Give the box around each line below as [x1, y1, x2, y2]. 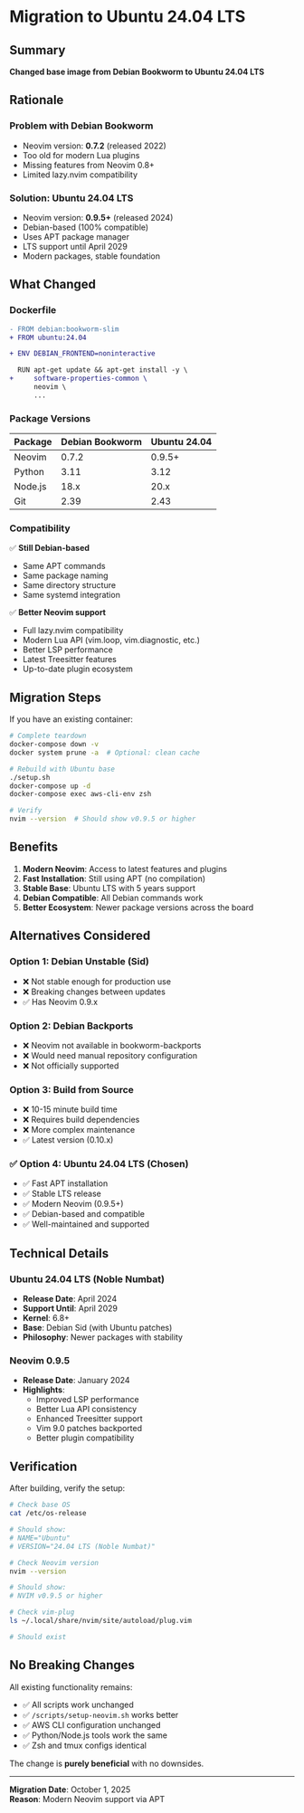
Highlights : [22, 1384, 65, 1395]
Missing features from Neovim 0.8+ [22, 159, 156, 170]
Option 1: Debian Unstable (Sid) [9, 955, 149, 968]
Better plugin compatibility [35, 1432, 135, 1444]
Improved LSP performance [35, 1394, 139, 1405]
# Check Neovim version [9, 1558, 100, 1567]
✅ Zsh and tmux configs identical [22, 1740, 147, 1751]
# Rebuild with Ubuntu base [9, 764, 116, 774]
